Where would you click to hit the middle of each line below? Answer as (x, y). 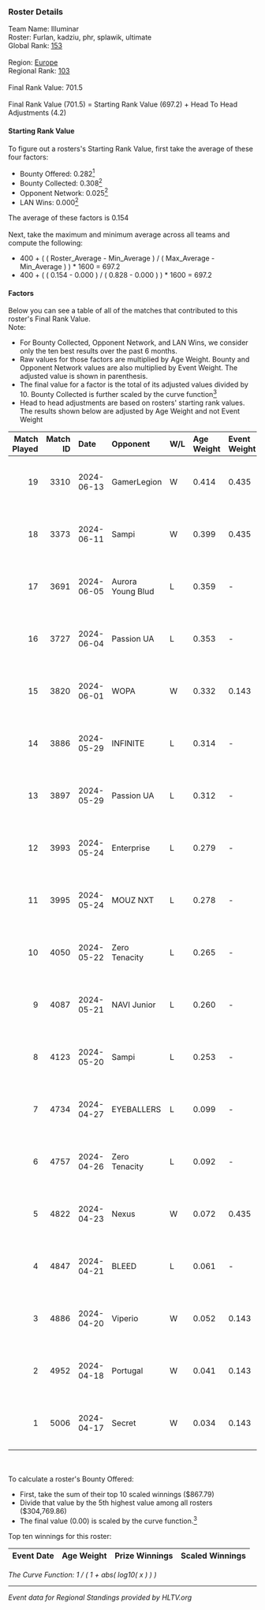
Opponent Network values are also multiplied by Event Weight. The (129, 368)
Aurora (124, 581)
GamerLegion (137, 481)
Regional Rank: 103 (39, 71)
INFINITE (128, 743)
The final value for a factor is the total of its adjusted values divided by (134, 384)
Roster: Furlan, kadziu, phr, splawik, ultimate (80, 37)
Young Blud (133, 591)
